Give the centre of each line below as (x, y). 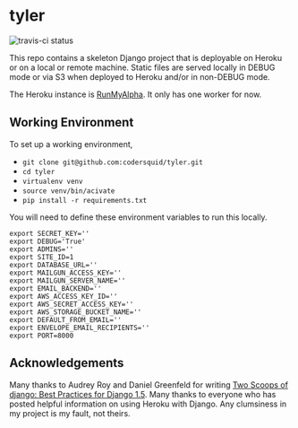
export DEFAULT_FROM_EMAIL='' (66, 319)
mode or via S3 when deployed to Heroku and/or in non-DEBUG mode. (140, 76)
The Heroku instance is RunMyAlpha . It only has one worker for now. (136, 94)
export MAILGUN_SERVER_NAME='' (68, 280)
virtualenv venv (52, 181)
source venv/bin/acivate (68, 191)
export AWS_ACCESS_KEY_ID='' (64, 296)
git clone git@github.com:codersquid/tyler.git (112, 162)
